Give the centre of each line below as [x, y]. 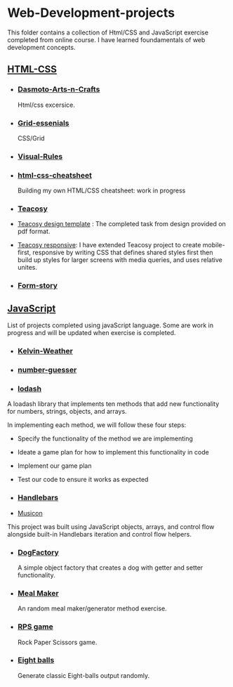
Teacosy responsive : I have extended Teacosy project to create [109, 245]
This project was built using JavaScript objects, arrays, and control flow [111, 526]
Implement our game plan [54, 466]
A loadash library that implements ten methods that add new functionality [113, 404]
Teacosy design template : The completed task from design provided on [121, 224]
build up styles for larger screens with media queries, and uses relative [120, 260]
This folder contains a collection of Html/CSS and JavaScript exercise [108, 32]
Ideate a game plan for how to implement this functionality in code [113, 452]
